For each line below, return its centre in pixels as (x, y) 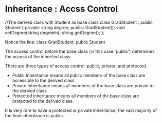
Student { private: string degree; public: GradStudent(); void (65, 27)
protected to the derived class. (43, 101)
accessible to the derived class (43, 80)
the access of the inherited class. (38, 56)
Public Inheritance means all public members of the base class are (79, 75)
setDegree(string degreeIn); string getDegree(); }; (55, 32)
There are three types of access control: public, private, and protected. (76, 66)
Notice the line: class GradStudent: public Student (55, 42)
